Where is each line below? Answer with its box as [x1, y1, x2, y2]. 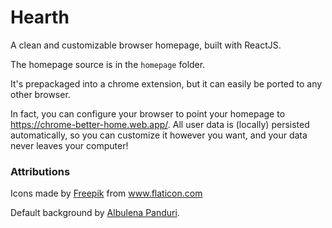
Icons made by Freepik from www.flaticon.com [10, 187, 203, 200]
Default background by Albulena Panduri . [10, 207, 180, 219]
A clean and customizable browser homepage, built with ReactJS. [10, 39, 282, 51]
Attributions [10, 164, 71, 178]
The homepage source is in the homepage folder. [10, 58, 206, 70]
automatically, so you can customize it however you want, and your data [10, 129, 308, 141]
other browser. [10, 88, 71, 100]
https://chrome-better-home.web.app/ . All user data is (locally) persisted [10, 118, 310, 130]
